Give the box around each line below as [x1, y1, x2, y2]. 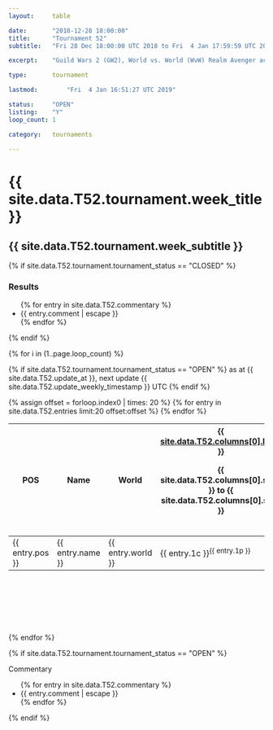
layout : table [8, 11, 71, 20]
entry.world [108, 547, 153, 558]
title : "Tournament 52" [8, 34, 107, 42]
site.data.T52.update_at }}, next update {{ [8, 373, 148, 382]
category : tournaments [8, 130, 93, 138]
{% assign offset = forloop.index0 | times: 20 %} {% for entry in [8, 397, 222, 407]
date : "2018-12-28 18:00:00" [8, 26, 129, 35]
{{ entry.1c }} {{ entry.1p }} [159, 546, 251, 559]
